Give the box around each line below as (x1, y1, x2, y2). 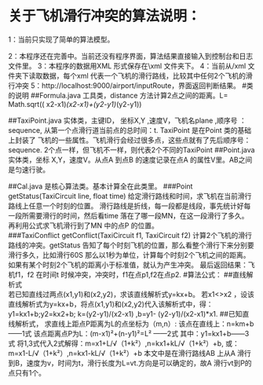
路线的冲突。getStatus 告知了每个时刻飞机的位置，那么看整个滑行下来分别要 (8, 240, 255, 250)
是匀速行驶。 (8, 164, 49, 174)
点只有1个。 (8, 368, 46, 377)
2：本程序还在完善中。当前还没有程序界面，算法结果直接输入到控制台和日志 (8, 51, 254, 60)
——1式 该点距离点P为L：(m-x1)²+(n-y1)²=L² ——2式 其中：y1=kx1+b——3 (8, 328, 250, 338)
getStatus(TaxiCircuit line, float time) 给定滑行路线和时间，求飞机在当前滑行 (8, 191, 252, 200)
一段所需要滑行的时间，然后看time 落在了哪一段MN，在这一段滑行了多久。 (8, 211, 249, 220)
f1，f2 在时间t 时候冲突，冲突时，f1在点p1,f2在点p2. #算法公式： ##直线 (14, 269, 247, 279)
